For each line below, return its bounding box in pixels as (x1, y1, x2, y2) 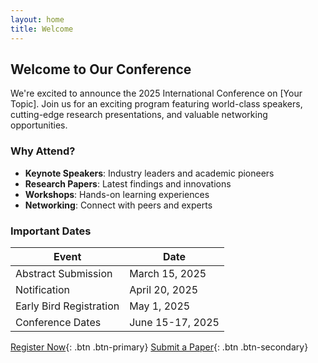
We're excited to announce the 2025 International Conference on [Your (10, 87, 303, 100)
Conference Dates (15, 315, 102, 329)
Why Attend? (10, 144, 76, 158)
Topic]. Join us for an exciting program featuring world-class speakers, (10, 98, 303, 110)
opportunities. (10, 119, 68, 131)
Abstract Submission (15, 266, 113, 280)
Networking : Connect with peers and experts (24, 199, 213, 211)
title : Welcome (10, 24, 74, 34)
